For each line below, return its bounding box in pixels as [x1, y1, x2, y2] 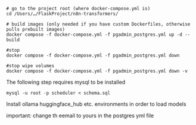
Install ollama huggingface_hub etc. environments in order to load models [6, 101, 186, 107]
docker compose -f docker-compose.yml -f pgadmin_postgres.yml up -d [6, 32, 183, 37]
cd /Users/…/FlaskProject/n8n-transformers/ [6, 11, 119, 17]
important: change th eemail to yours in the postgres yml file [6, 112, 154, 119]
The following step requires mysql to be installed [6, 79, 126, 86]
